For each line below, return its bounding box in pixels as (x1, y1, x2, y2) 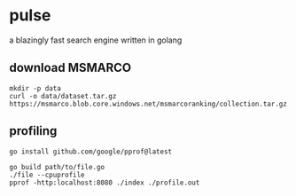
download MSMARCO (9, 60, 131, 75)
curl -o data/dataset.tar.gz (9, 91, 117, 100)
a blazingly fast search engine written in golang (9, 35, 183, 45)
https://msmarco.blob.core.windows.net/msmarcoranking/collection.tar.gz (9, 99, 288, 108)
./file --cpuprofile (9, 170, 86, 179)
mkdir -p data (9, 83, 62, 93)
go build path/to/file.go (9, 162, 105, 171)
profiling (9, 123, 58, 138)
